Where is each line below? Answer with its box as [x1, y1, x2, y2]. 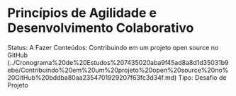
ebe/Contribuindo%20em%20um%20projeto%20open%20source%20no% [7, 66, 229, 74]
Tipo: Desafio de [178, 73, 227, 82]
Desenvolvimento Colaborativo [7, 20, 194, 36]
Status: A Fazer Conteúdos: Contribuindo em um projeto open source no [7, 43, 219, 52]
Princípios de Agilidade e [7, 5, 157, 21]
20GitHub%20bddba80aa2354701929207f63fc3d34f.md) [7, 73, 177, 82]
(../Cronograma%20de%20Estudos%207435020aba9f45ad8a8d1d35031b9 [7, 58, 229, 66]
